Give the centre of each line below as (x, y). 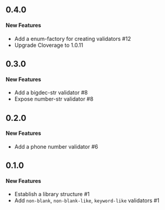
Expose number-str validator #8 (54, 99)
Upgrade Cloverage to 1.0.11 (49, 45)
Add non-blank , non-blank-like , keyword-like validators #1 (87, 200)
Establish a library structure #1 (52, 194)
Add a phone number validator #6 (56, 146)
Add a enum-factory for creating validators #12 (73, 39)
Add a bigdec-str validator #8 (51, 93)
